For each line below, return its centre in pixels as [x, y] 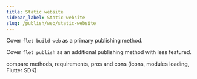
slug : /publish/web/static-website [51, 23]
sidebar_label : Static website [46, 18]
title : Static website [35, 12]
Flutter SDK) [22, 70]
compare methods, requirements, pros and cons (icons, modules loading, [98, 64]
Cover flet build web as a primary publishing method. [75, 41]
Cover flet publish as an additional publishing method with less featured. [99, 52]
